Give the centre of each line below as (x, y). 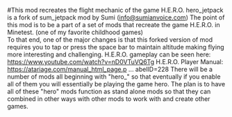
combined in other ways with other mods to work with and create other (109, 99)
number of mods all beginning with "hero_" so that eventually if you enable (114, 77)
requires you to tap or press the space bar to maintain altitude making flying (116, 47)
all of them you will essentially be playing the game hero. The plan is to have (116, 84)
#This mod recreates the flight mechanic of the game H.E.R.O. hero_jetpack (115, 10)
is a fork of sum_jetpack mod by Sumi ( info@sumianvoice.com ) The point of (116, 17)
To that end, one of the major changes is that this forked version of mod (110, 40)
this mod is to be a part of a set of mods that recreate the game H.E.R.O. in (114, 25)
